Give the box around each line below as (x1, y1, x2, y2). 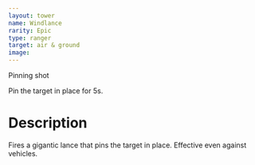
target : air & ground (8, 41, 80, 49)
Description (8, 114, 88, 132)
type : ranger (8, 33, 52, 42)
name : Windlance (8, 19, 62, 27)
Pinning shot (8, 71, 49, 80)
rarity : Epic (8, 26, 52, 34)
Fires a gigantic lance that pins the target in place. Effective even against (8, 140, 247, 150)
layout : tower (8, 11, 56, 20)
